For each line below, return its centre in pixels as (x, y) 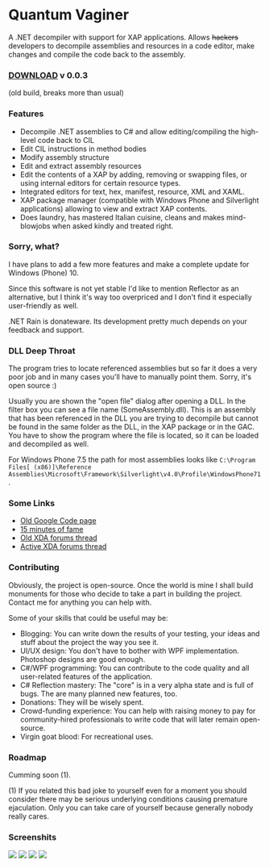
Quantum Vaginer (69, 15)
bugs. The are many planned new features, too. (99, 693)
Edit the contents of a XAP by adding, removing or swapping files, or (134, 174)
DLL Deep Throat (42, 350)
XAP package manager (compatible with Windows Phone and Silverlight (139, 200)
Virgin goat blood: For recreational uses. (87, 736)
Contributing (34, 568)
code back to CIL (66, 140)
